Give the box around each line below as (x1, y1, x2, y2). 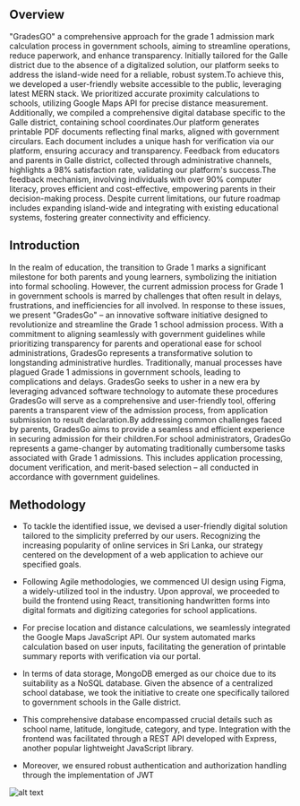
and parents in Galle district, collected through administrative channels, (9, 154, 272, 165)
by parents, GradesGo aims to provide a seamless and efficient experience (9, 423, 285, 434)
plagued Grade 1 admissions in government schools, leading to (9, 367, 241, 377)
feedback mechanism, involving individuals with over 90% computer (9, 174, 262, 185)
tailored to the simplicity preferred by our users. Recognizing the (21, 531, 261, 542)
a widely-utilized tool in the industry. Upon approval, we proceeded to (21, 586, 280, 597)
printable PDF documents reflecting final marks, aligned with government (9, 126, 279, 137)
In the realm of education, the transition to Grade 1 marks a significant (9, 262, 267, 273)
